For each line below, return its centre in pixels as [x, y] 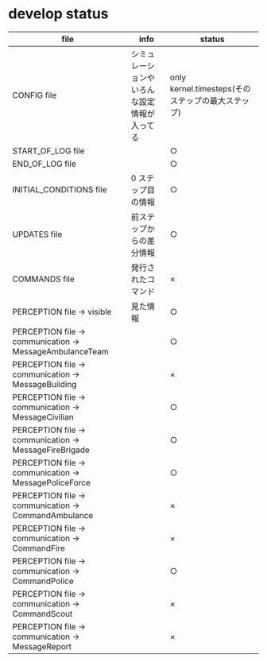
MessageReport [42, 646]
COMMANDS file [44, 279]
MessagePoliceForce [52, 482]
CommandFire [39, 548]
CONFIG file [35, 95]
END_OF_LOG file [44, 164]
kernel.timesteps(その [211, 88]
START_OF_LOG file [48, 150]
